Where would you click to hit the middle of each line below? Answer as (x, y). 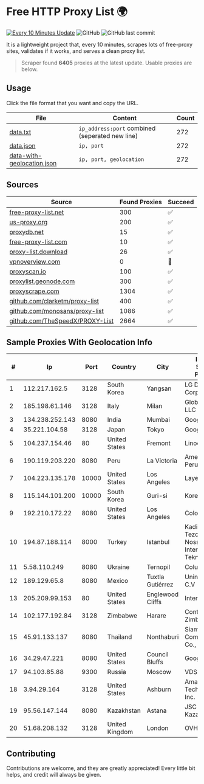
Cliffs (154, 602)
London (158, 728)
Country (124, 367)
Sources (22, 185)
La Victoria (162, 461)
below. (29, 69)
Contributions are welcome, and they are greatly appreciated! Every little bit (101, 768)
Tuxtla (155, 577)
